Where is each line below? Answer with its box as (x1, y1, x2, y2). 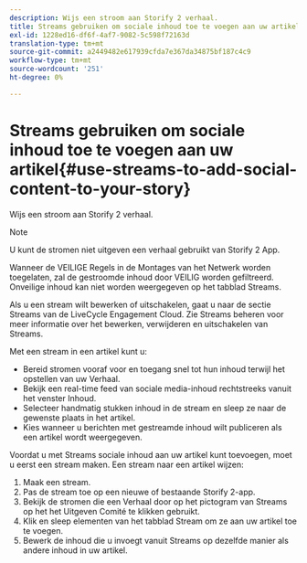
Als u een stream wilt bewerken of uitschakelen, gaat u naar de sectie (9, 299, 271, 310)
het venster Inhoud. (22, 392, 97, 403)
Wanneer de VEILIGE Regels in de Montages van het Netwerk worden (9, 261, 271, 272)
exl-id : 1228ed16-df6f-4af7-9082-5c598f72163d (9, 30, 190, 39)
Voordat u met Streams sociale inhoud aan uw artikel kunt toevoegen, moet (9, 449, 292, 460)
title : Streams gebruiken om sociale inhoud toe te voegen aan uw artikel (9, 22, 301, 31)
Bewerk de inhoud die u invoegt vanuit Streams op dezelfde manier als (22, 535, 290, 546)
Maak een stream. (22, 476, 91, 487)
